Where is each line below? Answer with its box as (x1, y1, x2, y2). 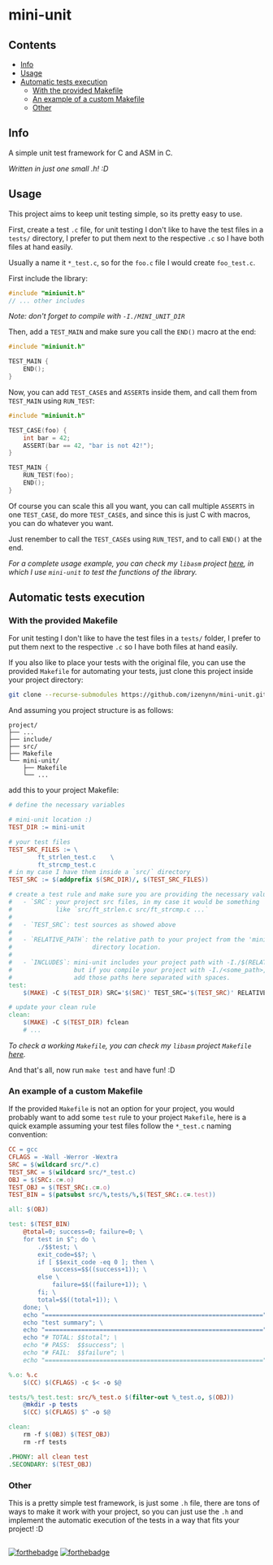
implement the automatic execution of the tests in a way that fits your (8, 1515, 240, 1525)
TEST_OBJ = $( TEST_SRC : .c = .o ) (8, 1183, 111, 1192)
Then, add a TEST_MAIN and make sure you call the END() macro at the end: (8, 327, 257, 337)
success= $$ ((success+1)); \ (51, 1266, 148, 1274)
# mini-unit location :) (8, 815, 93, 824)
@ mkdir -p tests (23, 1401, 79, 1409)
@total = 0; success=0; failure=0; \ (23, 1228, 144, 1237)
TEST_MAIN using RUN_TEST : (8, 396, 95, 406)
